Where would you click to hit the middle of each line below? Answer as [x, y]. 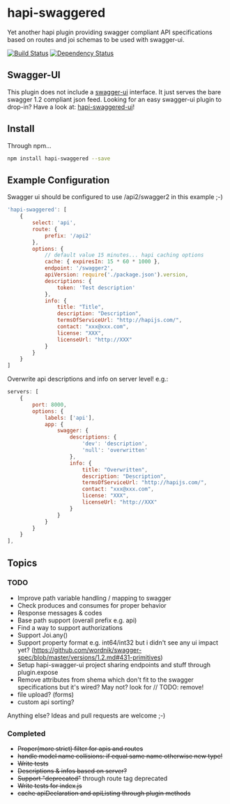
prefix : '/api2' [68, 235]
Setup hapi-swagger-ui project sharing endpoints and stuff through [114, 664]
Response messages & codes [60, 613]
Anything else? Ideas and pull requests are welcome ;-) [86, 715]
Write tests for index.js [49, 786]
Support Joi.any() [43, 635]
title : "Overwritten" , [115, 469]
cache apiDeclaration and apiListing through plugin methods [104, 794]
